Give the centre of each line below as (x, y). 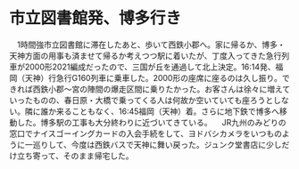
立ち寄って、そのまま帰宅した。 (75, 156)
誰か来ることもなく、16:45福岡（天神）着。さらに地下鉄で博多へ (159, 111)
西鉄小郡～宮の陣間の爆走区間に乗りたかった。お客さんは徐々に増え (158, 89)
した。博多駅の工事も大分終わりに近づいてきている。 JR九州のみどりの (152, 122)
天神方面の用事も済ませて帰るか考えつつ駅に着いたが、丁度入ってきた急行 (145, 55)
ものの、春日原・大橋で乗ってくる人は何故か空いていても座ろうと (153, 100)
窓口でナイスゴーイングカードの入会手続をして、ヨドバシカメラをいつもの (146, 133)
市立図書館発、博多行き (96, 18)
